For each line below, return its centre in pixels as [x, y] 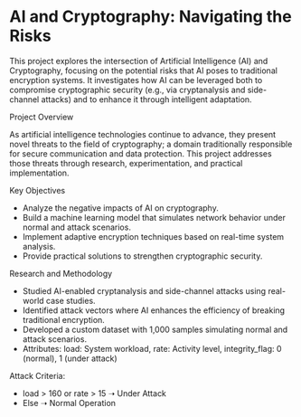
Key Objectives [38, 190]
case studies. [71, 300]
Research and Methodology [61, 273]
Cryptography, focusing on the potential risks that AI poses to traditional [144, 71]
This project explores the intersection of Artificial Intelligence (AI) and [139, 61]
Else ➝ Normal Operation [69, 403]
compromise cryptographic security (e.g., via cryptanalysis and [127, 90]
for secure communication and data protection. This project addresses [141, 153]
